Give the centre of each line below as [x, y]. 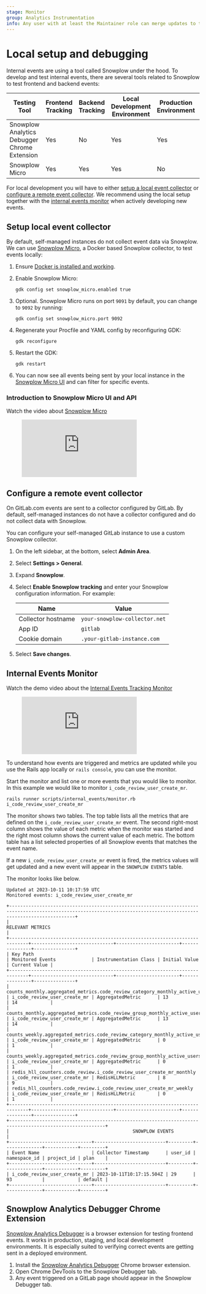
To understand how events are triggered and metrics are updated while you [102, 763]
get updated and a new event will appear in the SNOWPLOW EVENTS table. [95, 867]
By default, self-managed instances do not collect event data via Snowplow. [102, 242]
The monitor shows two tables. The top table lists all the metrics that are [97, 816]
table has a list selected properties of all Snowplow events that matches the [102, 842]
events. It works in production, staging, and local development [85, 1240]
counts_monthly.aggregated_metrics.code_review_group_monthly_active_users [105, 1013]
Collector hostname [47, 619]
